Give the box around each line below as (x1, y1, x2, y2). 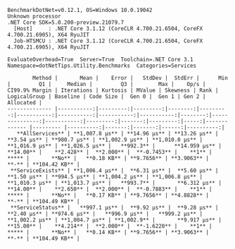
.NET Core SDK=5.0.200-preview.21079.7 (7, 19, 125, 26)
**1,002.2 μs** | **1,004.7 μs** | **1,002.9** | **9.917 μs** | (7, 217, 222, 224)
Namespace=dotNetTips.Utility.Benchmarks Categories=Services (7, 62, 197, 69)
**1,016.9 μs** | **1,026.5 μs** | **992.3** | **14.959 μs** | (7, 142, 222, 150)
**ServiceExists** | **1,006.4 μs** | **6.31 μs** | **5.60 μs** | (10, 167, 219, 174)
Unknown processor (7, 13, 61, 20)
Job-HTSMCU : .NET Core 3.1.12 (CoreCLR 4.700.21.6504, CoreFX (13, 37, 203, 44)
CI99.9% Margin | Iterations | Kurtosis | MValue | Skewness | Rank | (7, 87, 219, 94)
